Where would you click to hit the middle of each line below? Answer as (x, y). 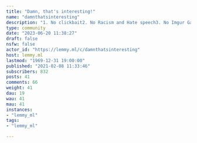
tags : (13, 121)
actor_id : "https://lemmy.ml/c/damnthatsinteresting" (73, 50)
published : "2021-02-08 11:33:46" (48, 66)
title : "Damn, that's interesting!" (51, 11)
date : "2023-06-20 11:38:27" (42, 33)
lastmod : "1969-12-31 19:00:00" (45, 60)
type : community (26, 28)
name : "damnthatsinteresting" (43, 17)
